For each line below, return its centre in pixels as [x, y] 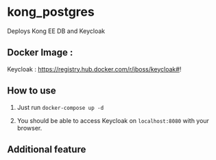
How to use [32, 91]
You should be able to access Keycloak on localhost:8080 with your [113, 120]
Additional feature [47, 149]
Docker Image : [40, 53]
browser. [29, 128]
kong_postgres [51, 12]
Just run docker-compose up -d [60, 107]
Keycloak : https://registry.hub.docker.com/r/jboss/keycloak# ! [94, 69]
